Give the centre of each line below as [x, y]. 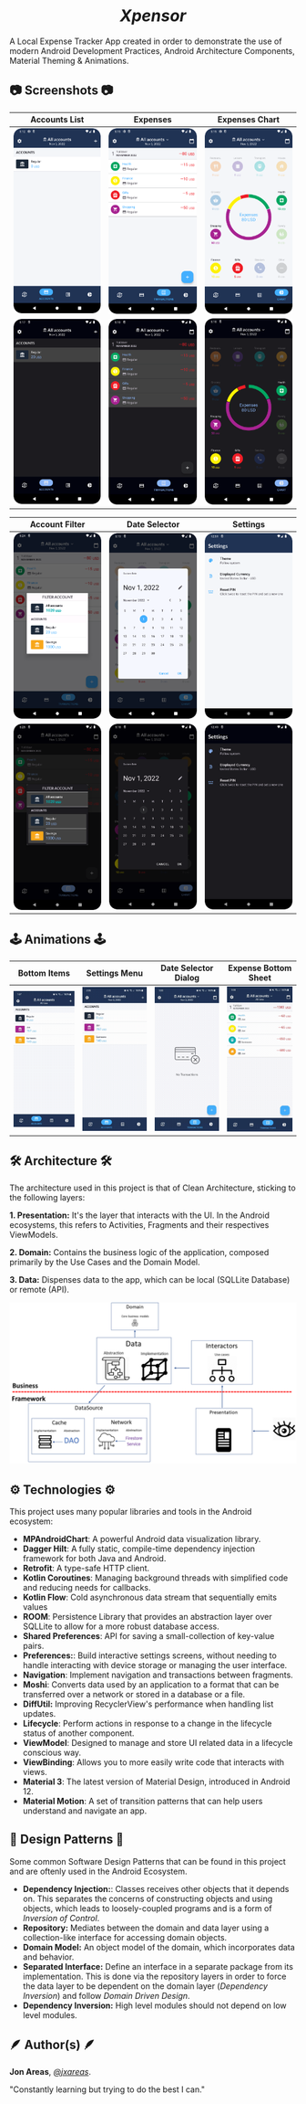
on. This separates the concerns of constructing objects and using [148, 1898]
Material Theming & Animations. [69, 60]
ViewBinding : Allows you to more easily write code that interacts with [153, 1762]
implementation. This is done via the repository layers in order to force [154, 1976]
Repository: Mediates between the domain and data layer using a [146, 1928]
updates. [39, 1714]
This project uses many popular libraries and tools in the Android [131, 1512]
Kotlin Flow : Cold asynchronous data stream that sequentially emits [150, 1597]
